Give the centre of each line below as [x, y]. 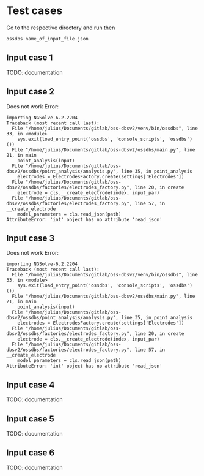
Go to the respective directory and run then [61, 28]
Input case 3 [31, 238]
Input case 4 [31, 384]
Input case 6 [31, 453]
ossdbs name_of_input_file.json [47, 39]
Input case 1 [30, 58]
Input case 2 [31, 92]
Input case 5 [31, 419]
